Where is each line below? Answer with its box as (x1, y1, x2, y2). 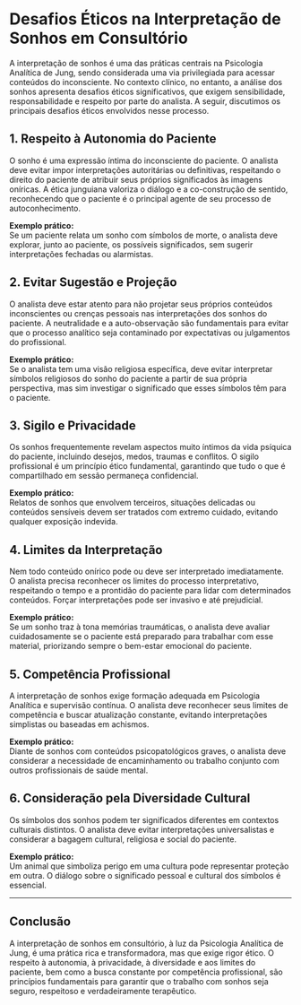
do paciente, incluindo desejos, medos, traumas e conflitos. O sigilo (9, 451, 260, 462)
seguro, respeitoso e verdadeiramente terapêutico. (9, 985, 197, 996)
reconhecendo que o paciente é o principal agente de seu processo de (9, 193, 271, 204)
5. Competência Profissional (9, 666, 171, 681)
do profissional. (9, 336, 67, 347)
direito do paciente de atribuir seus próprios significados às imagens (9, 174, 262, 185)
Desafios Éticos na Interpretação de (9, 9, 281, 30)
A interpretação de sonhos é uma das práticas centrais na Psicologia (9, 57, 263, 68)
